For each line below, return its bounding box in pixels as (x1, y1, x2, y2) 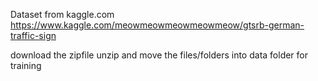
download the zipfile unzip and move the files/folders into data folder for (10, 49, 309, 61)
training (10, 60, 42, 71)
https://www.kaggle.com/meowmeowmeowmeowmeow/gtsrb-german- (10, 19, 305, 31)
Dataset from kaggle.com (10, 9, 115, 20)
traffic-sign (10, 30, 57, 41)
